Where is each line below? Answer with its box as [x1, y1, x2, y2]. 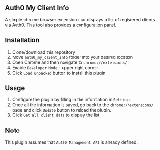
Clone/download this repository [12, 49, 75, 55]
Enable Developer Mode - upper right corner [12, 64, 98, 70]
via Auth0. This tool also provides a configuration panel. [5, 22, 116, 28]
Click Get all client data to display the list [12, 112, 100, 118]
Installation [5, 36, 40, 44]
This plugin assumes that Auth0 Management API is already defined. [5, 139, 138, 145]
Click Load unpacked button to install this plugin [12, 70, 106, 75]
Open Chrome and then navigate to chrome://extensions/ [12, 59, 127, 65]
